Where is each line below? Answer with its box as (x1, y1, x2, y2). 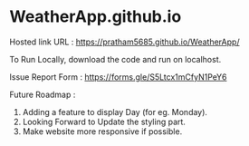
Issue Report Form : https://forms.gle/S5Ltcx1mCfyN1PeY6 (9, 71, 227, 83)
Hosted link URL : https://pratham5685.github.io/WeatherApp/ (9, 36, 240, 47)
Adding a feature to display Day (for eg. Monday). (22, 106, 208, 117)
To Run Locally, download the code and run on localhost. (9, 54, 222, 64)
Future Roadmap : (9, 89, 76, 100)
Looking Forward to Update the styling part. (22, 116, 186, 127)
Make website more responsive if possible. (22, 125, 183, 137)
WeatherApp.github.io (9, 6, 182, 27)
